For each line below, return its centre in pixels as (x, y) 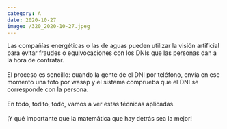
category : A (24, 13)
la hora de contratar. (36, 60)
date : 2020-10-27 (32, 20)
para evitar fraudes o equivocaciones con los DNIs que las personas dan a (112, 53)
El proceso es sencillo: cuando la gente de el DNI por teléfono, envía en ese (113, 75)
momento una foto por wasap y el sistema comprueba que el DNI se (103, 82)
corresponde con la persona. (48, 89)
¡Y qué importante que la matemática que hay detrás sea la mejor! (100, 119)
